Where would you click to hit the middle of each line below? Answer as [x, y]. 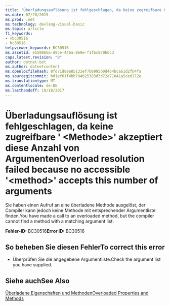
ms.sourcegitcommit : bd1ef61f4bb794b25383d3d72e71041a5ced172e [73, 76]
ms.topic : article [25, 29]
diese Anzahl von [42, 148]
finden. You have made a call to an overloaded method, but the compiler [80, 216]
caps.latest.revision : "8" [34, 57]
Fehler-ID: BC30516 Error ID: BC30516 [45, 231]
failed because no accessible [68, 170]
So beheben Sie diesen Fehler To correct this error [85, 247]
